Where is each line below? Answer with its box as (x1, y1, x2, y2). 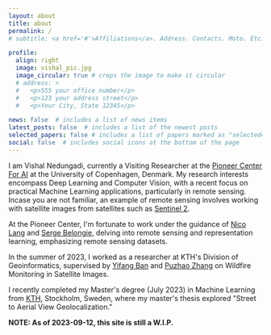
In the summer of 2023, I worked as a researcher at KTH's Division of (8, 252, 239, 262)
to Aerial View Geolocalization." (8, 302, 113, 312)
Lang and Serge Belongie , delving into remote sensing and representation (8, 228, 253, 237)
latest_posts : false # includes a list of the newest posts (8, 124, 219, 132)
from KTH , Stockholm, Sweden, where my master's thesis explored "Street (8, 293, 256, 303)
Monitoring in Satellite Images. (8, 269, 109, 278)
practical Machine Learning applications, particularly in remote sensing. (8, 186, 247, 196)
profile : (8, 49, 38, 57)
